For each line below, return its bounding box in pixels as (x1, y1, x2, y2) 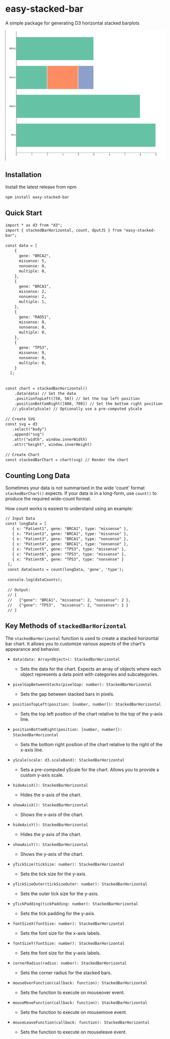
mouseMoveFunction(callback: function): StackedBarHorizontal (12, 1000, 148, 1005)
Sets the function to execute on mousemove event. (20, 1009, 127, 1015)
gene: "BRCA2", (18, 254, 51, 259)
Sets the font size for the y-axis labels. (20, 950, 101, 956)
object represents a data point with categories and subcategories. (20, 671, 159, 677)
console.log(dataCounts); (7, 577, 63, 582)
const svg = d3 (5, 422, 38, 427)
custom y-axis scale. (20, 772, 64, 778)
